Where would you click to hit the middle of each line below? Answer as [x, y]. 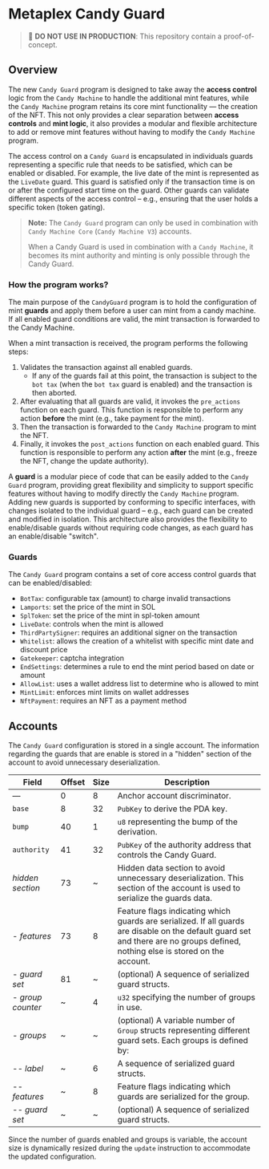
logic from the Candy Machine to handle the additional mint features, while [129, 98]
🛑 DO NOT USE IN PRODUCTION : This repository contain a [125, 36]
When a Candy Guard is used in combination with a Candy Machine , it [141, 246]
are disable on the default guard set [184, 932]
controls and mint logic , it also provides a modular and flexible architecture [133, 123]
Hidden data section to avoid [171, 868]
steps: [18, 352]
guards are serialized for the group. [183, 1097]
